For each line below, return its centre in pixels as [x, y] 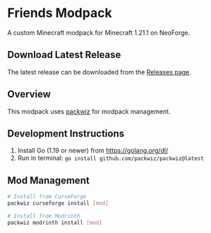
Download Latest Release [64, 55]
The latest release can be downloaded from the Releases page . [100, 72]
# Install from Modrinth [44, 216]
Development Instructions [66, 133]
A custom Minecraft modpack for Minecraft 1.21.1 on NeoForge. [99, 33]
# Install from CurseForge [47, 197]
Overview [29, 95]
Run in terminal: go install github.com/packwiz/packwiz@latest [111, 158]
